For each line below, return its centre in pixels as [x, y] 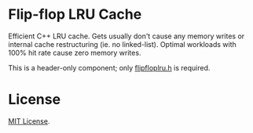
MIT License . [29, 121]
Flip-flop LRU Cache [75, 14]
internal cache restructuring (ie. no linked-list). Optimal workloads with [123, 44]
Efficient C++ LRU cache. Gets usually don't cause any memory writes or [126, 36]
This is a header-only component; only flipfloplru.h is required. [109, 67]
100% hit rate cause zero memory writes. [75, 52]
